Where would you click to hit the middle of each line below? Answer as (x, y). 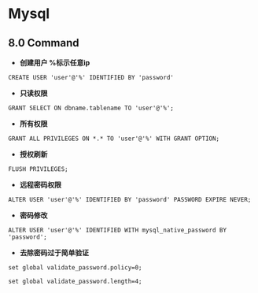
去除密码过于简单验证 (54, 252)
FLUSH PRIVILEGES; (38, 169)
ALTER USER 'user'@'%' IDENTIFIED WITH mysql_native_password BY (117, 230)
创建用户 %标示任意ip (55, 63)
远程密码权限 (40, 185)
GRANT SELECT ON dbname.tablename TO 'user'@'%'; (91, 108)
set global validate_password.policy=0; (76, 268)
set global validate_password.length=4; (76, 281)
